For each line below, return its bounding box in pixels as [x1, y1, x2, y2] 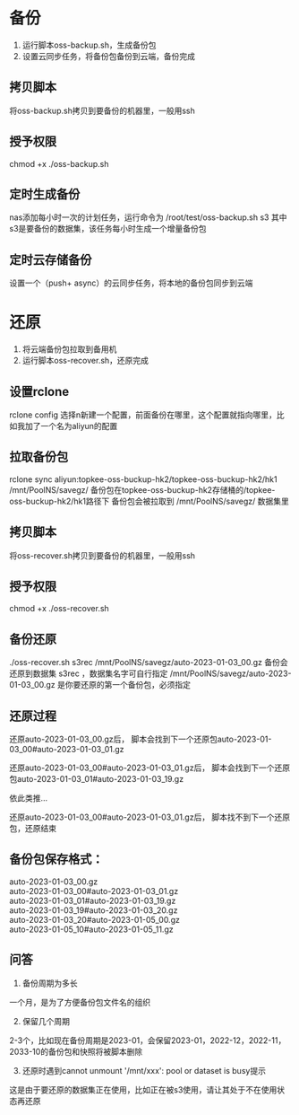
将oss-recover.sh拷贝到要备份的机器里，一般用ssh [9, 549, 195, 561]
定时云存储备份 [9, 252, 92, 268]
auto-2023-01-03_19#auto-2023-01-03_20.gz [9, 904, 178, 916]
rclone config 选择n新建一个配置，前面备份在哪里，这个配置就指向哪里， [9, 409, 278, 420]
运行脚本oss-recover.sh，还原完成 [21, 356, 149, 366]
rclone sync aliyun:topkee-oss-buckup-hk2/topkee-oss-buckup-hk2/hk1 [9, 473, 278, 485]
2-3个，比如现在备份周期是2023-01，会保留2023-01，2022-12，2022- [9, 1034, 272, 1046]
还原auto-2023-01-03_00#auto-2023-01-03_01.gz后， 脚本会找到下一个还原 [9, 762, 291, 773]
